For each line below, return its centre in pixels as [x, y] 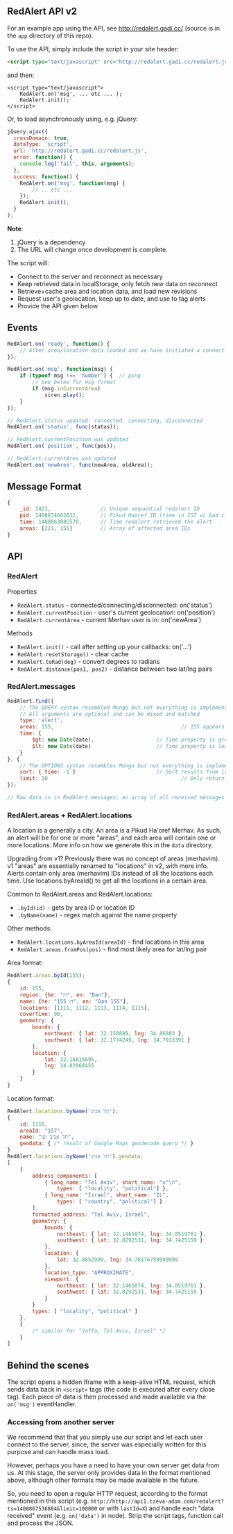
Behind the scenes [48, 1365]
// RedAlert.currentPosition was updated [68, 440]
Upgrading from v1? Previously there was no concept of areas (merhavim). [114, 859]
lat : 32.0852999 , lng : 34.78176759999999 [117, 1260]
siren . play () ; [64, 395]
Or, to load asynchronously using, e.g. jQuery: [73, 119]
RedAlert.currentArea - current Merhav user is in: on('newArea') [109, 619]
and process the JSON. [41, 1523]
